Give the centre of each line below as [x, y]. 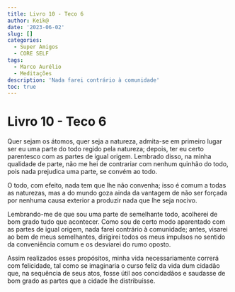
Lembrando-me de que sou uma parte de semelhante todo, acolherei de [113, 215]
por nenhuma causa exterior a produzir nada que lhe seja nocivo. [102, 200]
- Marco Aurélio [38, 67]
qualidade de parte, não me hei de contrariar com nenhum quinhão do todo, [118, 164]
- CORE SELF [31, 54]
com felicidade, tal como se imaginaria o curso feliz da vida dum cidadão [114, 266]
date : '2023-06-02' [36, 27]
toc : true [22, 87]
